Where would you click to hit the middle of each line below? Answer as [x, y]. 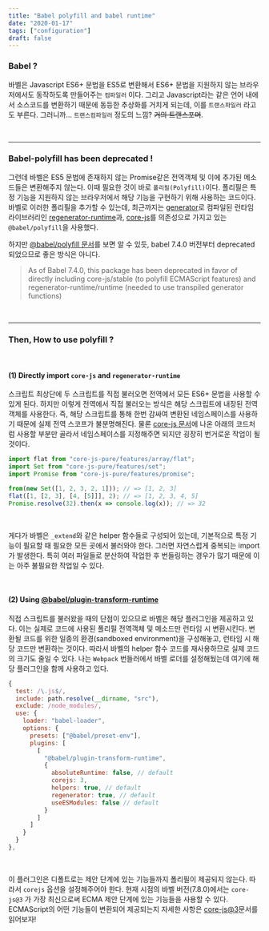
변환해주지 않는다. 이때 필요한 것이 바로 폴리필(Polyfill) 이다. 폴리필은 [139, 187]
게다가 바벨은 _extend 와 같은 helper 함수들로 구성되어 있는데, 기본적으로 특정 [128, 535]
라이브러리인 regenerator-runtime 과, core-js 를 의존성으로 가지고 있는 [118, 217]
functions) [45, 295]
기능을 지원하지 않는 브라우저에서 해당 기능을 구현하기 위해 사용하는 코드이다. [136, 197]
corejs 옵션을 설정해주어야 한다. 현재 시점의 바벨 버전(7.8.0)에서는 [126, 889]
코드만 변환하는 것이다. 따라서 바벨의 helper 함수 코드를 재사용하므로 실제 [130, 648]
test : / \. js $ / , [41, 691]
